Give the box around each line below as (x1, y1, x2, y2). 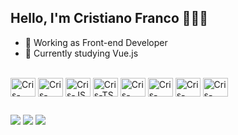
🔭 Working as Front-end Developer (24, 36, 168, 48)
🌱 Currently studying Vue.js (24, 47, 139, 59)
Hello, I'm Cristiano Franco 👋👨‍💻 (10, 10, 209, 27)
